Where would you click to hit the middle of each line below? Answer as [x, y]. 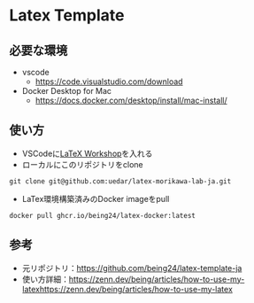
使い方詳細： [45, 279]
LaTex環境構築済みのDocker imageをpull [96, 198]
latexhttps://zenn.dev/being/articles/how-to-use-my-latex [127, 289]
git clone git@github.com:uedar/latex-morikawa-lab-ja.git [120, 181]
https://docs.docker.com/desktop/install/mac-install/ [131, 100]
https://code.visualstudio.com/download [109, 82]
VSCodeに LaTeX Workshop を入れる [87, 153]
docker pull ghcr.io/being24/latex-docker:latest [103, 215]
